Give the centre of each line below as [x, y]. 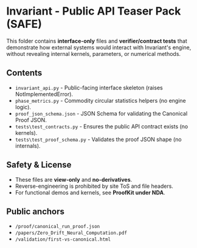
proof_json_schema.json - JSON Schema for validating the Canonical [101, 113]
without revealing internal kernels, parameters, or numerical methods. [94, 53]
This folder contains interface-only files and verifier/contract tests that [97, 41]
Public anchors [36, 211]
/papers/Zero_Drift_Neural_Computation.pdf [71, 233]
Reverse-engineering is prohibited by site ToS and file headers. [94, 186]
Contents [24, 73]
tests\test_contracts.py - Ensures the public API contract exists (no [102, 126]
